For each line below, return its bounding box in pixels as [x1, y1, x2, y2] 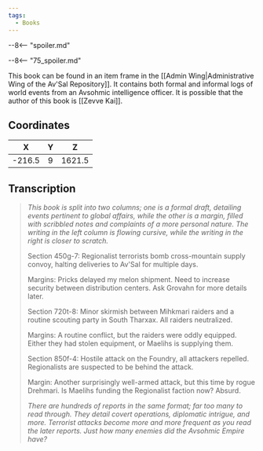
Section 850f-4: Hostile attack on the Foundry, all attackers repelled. [27, 354, 250, 364]
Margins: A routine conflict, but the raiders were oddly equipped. [27, 331, 237, 340]
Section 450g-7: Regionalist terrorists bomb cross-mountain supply [27, 251, 246, 261]
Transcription [8, 181, 76, 195]
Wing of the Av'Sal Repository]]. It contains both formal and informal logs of [8, 79, 254, 89]
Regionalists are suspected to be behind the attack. [27, 362, 194, 372]
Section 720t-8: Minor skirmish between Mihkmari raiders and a [27, 307, 234, 317]
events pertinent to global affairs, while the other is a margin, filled [27, 211, 243, 221]
